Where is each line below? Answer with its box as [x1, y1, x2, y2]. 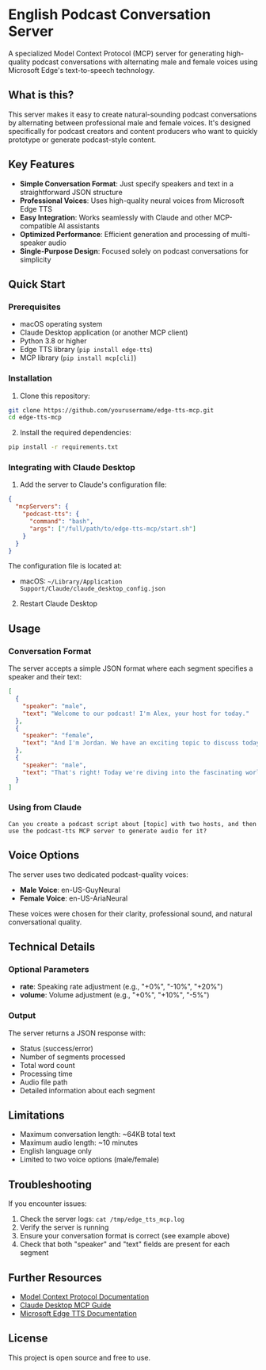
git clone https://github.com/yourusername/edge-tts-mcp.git [8, 406, 215, 414]
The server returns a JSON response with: [8, 1028, 146, 1038]
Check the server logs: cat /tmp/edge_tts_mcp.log [19, 1215, 184, 1224]
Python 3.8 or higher [19, 336, 87, 346]
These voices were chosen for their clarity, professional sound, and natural [8, 909, 253, 918]
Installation [8, 373, 53, 384]
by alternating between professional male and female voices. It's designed [8, 117, 251, 128]
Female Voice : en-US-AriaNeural [19, 894, 128, 903]
